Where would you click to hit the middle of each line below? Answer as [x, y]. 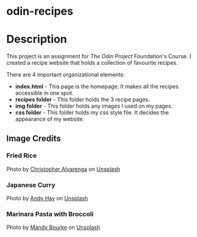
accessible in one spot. [44, 93]
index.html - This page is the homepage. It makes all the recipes [97, 86]
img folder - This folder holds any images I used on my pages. [94, 106]
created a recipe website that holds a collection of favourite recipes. [92, 63]
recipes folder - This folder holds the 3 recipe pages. [82, 100]
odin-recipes [40, 11]
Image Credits [34, 138]
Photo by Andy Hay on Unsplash [47, 198]
